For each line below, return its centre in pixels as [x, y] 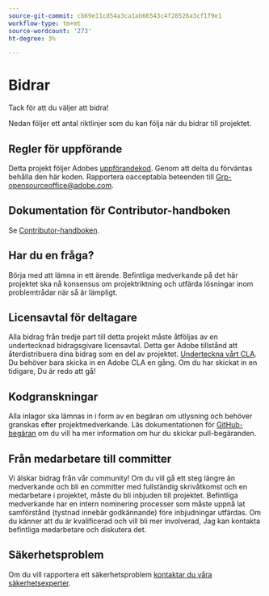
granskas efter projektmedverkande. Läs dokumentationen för [112, 425]
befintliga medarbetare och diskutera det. [78, 530]
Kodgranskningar [53, 397]
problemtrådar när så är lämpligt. [63, 292]
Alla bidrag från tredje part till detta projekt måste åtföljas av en [113, 337]
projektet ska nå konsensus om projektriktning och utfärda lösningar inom [131, 283]
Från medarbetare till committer [90, 458]
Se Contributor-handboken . [54, 230]
